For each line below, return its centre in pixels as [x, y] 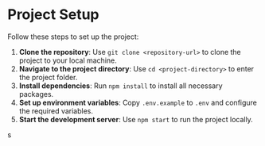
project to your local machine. [68, 60]
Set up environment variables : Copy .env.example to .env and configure [138, 102]
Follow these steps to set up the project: [73, 36]
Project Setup [54, 15]
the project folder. [48, 77]
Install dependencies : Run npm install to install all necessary [121, 86]
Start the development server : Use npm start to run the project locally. [136, 119]
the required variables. [56, 111]
